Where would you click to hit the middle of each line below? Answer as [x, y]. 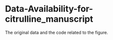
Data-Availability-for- [49, 9]
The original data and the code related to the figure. [56, 32]
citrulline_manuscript [49, 19]
